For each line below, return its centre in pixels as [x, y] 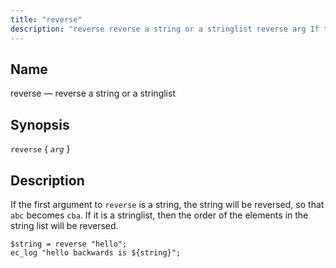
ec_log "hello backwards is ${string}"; [96, 252]
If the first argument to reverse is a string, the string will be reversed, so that [167, 204]
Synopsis [40, 124]
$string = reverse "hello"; [69, 244]
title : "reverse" [46, 19]
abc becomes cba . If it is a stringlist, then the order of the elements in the [159, 215]
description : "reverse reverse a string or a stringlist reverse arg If [165, 29]
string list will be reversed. [64, 225]
